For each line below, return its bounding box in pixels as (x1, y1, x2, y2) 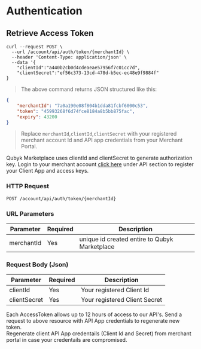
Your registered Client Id (80, 286, 150, 294)
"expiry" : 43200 (17, 114, 58, 120)
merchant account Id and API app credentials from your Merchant (20, 136, 183, 144)
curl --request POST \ (6, 44, 63, 50)
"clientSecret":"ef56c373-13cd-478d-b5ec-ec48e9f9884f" (17, 70, 160, 76)
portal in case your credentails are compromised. (6, 336, 127, 344)
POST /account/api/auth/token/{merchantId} (6, 195, 117, 201)
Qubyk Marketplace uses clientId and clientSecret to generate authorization (6, 154, 193, 162)
